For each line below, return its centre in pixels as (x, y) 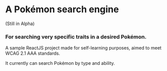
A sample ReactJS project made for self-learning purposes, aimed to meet (83, 48)
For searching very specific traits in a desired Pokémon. (76, 37)
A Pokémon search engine (62, 9)
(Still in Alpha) (20, 23)
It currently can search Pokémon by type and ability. (60, 63)
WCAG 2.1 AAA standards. (33, 53)
